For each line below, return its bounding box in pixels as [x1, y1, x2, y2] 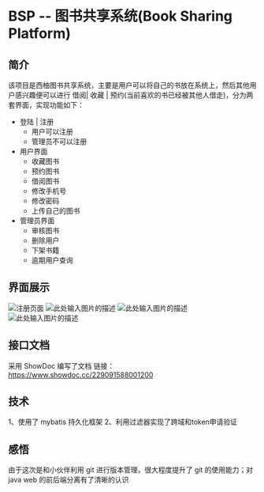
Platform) [8, 25, 71, 43]
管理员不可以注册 [31, 137, 87, 146]
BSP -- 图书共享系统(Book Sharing [8, 7, 233, 25]
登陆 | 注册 [19, 117, 54, 127]
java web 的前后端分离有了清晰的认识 [8, 475, 129, 485]
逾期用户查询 [31, 255, 73, 265]
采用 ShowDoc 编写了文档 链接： [8, 361, 115, 370]
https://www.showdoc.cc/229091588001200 [8, 369, 154, 380]
